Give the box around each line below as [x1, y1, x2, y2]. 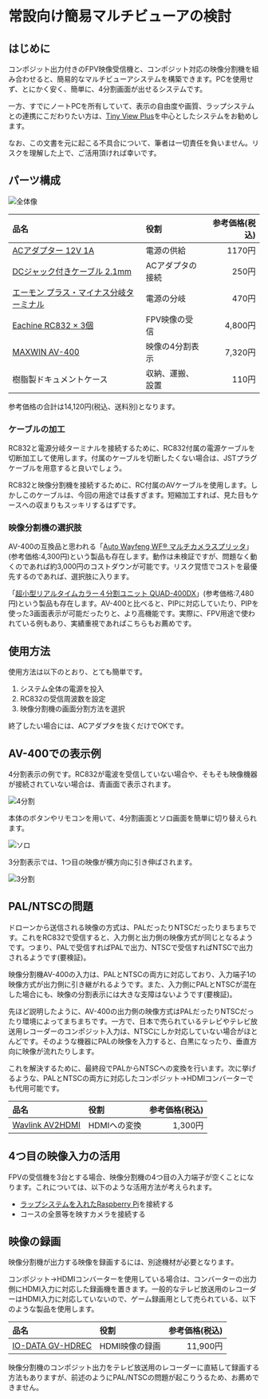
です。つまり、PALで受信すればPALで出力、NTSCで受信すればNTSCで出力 [8, 942, 254, 952]
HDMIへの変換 [88, 1119, 142, 1131]
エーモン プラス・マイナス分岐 [12, 287, 126, 298]
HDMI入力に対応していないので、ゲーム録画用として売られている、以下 [22, 1294, 257, 1304]
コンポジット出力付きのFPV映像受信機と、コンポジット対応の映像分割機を [8, 65, 253, 74]
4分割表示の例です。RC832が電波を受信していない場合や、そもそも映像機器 [8, 769, 258, 779]
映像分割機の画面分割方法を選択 [19, 704, 125, 713]
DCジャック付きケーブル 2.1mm [12, 265, 132, 276]
